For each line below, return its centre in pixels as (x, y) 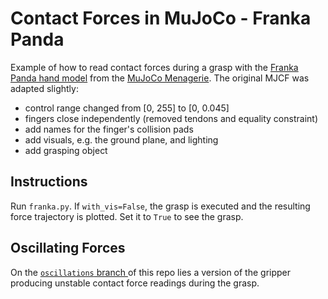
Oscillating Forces (68, 248)
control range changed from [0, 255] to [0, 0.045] (127, 108)
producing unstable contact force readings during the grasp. (135, 283)
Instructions (49, 182)
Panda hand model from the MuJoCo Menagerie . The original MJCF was (160, 78)
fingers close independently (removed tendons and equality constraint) (171, 118)
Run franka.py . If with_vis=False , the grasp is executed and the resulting (160, 206)
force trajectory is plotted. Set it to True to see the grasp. (127, 216)
